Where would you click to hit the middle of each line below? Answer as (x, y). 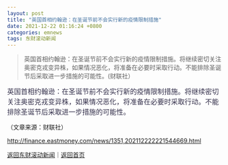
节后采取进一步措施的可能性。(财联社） (79, 76)
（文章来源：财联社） (37, 127)
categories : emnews (35, 32)
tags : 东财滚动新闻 (32, 39)
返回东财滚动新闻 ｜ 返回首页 (46, 155)
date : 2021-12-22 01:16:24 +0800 (55, 26)
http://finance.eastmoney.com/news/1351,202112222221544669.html (104, 141)
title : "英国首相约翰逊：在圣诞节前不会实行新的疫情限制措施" (84, 20)
